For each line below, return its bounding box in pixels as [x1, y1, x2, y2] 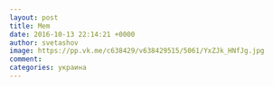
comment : [9, 55, 42, 64]
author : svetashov [9, 38, 79, 47]
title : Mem [9, 21, 51, 30]
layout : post [9, 13, 59, 22]
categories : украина [9, 64, 88, 73]
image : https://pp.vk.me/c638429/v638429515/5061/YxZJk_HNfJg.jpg [9, 47, 265, 56]
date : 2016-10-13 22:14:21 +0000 [9, 30, 136, 39]
